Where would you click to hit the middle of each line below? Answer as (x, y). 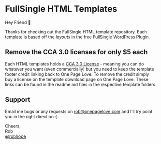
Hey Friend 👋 (18, 22)
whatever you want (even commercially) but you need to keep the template (80, 69)
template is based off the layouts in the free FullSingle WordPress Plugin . (78, 37)
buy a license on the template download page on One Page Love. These (77, 79)
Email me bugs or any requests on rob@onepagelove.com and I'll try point (79, 111)
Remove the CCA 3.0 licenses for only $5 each (76, 52)
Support (18, 100)
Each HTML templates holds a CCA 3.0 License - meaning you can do (74, 64)
